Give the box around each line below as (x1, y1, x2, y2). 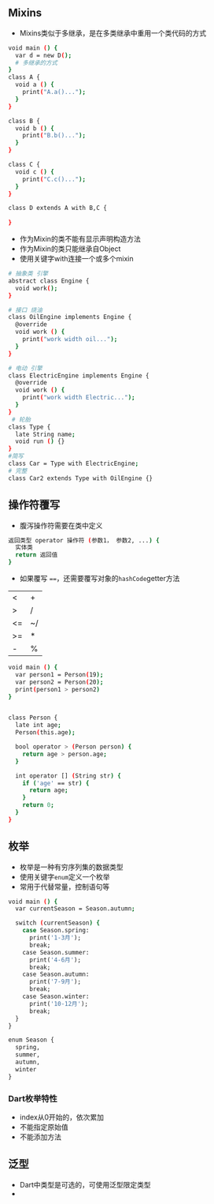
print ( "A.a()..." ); (22, 88, 87, 96)
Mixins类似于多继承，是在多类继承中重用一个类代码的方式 (19, 28, 207, 38)
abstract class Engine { (8, 276, 90, 285)
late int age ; (15, 722, 61, 730)
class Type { (8, 422, 51, 431)
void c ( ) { (15, 167, 55, 176)
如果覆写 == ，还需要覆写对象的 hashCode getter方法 (19, 574, 180, 583)
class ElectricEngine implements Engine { (8, 371, 149, 380)
